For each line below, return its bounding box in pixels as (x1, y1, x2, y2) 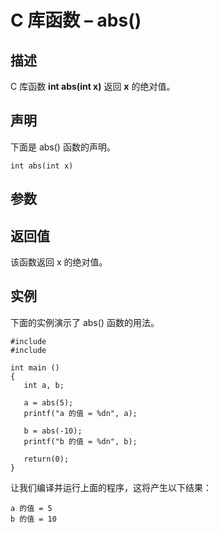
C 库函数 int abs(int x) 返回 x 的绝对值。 (10, 81, 176, 92)
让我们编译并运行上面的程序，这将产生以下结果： (10, 481, 212, 493)
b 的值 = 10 (10, 514, 57, 524)
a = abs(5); (23, 397, 74, 408)
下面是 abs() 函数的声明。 (10, 141, 116, 153)
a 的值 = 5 (10, 503, 53, 513)
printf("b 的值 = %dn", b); (23, 436, 138, 446)
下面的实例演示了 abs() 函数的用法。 (10, 316, 160, 328)
